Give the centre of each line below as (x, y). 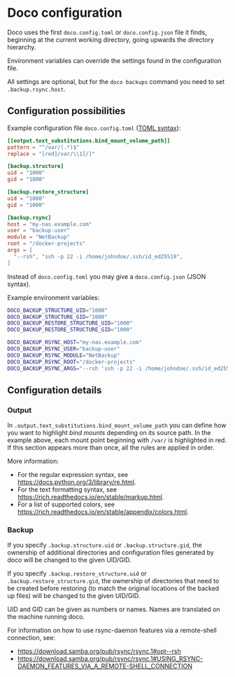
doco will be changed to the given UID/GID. (69, 560)
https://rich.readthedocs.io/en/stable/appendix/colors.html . (103, 512)
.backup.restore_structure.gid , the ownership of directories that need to (113, 581)
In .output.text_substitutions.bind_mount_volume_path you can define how (117, 425)
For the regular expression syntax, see (72, 475)
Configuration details (55, 390)
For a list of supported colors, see (66, 504)
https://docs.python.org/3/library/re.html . (77, 482)
